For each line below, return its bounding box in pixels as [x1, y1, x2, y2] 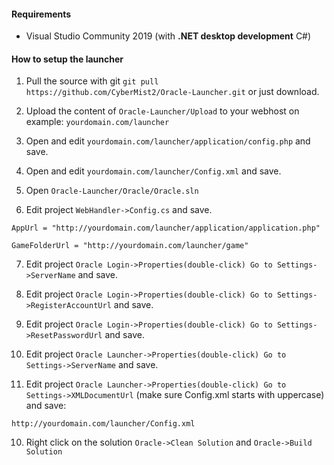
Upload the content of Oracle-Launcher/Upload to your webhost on [25, 105, 300, 117]
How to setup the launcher [11, 53, 124, 65]
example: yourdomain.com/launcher [25, 116, 170, 128]
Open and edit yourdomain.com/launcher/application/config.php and [25, 135, 311, 147]
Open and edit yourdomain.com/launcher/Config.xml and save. [25, 165, 282, 177]
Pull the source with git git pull [25, 75, 159, 87]
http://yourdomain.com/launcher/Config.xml [11, 419, 196, 429]
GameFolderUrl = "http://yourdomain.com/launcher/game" [11, 241, 249, 251]
